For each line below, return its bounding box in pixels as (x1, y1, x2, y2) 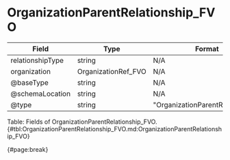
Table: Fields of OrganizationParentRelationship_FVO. (7, 118, 157, 126)
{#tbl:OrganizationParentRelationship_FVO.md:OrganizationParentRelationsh (7, 124, 222, 133)
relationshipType (10, 55, 64, 65)
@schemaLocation (10, 89, 71, 98)
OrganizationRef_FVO (77, 66, 147, 76)
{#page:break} (7, 145, 49, 153)
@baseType (10, 77, 49, 87)
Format (194, 44, 219, 53)
